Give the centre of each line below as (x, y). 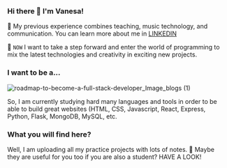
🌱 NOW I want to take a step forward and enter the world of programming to (113, 47)
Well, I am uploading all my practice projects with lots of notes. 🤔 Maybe (111, 149)
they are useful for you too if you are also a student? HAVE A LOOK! (104, 157)
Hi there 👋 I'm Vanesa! (45, 11)
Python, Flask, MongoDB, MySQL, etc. (62, 116)
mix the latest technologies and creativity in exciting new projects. (102, 54)
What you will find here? (49, 134)
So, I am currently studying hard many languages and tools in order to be (112, 101)
